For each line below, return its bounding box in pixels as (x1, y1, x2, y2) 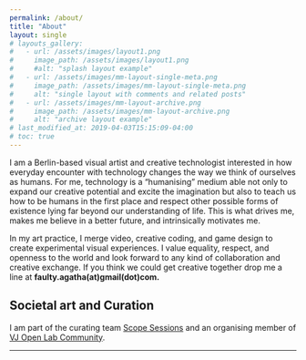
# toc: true (9, 132, 55, 141)
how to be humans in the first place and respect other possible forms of (9, 195, 279, 206)
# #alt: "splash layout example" (9, 65, 153, 74)
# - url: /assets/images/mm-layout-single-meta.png (9, 73, 219, 82)
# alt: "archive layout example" (9, 115, 153, 124)
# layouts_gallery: (9, 38, 84, 48)
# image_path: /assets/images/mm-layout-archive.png (9, 107, 230, 116)
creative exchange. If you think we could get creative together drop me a (9, 262, 282, 273)
